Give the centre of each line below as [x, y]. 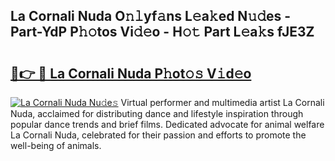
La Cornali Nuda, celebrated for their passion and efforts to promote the [158, 135]
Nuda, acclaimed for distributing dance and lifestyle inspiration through [157, 113]
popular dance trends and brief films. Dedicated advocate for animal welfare [167, 124]
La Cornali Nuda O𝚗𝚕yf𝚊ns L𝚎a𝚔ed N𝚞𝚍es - [151, 16]
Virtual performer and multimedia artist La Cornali [222, 102]
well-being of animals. [56, 145]
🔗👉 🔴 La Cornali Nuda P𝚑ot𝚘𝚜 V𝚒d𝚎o [131, 73]
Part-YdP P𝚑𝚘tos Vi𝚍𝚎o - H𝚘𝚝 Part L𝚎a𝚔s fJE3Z [162, 32]
